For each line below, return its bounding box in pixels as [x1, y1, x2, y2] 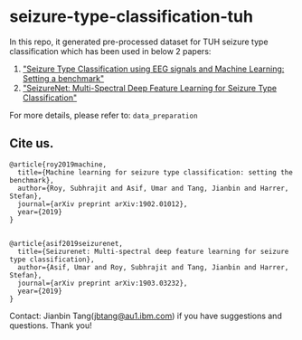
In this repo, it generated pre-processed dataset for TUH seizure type [9, 36, 269, 47]
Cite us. [9, 136, 54, 151]
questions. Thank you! [9, 319, 92, 331]
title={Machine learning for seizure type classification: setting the [17, 167, 294, 177]
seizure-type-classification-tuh [9, 6, 253, 27]
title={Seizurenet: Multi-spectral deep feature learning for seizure [17, 247, 289, 256]
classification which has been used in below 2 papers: [9, 45, 212, 56]
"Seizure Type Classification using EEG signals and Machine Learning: [22, 63, 285, 74]
